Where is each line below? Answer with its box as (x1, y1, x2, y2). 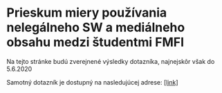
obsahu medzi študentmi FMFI (6, 35, 185, 50)
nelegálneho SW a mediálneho (6, 19, 185, 35)
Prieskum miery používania (6, 5, 167, 21)
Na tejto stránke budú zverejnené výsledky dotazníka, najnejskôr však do (6, 57, 215, 65)
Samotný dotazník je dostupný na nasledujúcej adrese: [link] (6, 78, 178, 86)
